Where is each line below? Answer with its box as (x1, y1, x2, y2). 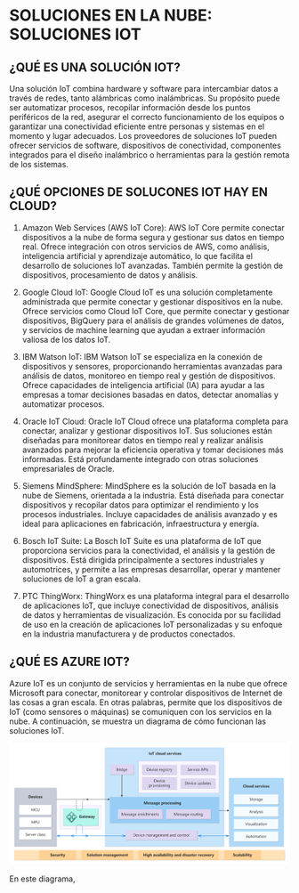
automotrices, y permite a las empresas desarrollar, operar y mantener (21, 564, 281, 574)
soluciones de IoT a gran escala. (21, 573, 141, 584)
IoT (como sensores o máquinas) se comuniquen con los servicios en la (9, 706, 272, 717)
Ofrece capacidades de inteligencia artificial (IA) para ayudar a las (21, 379, 265, 390)
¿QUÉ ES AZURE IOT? (9, 654, 131, 670)
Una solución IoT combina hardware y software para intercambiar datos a (9, 84, 279, 93)
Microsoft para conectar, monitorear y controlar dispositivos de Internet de (9, 687, 283, 698)
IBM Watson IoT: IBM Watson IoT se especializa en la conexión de (21, 351, 263, 361)
